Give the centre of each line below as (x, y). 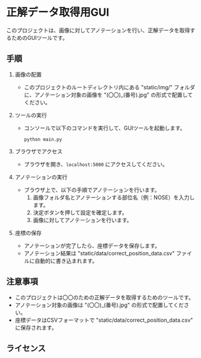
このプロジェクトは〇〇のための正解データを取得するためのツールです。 (104, 297)
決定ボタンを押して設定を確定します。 (80, 213)
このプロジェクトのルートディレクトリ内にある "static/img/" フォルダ (110, 87)
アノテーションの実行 (41, 177)
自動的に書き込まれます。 (66, 261)
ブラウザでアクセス (39, 151)
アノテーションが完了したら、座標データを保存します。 (92, 246)
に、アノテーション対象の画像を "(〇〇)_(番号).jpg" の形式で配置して (108, 95)
